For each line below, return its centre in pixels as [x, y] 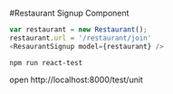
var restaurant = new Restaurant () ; [78, 30]
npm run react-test [46, 62]
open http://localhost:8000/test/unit [76, 80]
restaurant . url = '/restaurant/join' [81, 38]
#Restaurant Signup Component [69, 13]
